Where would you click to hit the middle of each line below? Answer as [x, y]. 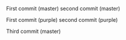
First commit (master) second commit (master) [63, 9]
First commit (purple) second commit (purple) [62, 20]
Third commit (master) [34, 31]
